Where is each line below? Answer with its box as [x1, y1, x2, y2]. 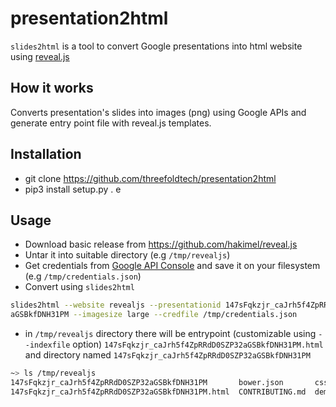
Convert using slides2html [24, 281, 135, 293]
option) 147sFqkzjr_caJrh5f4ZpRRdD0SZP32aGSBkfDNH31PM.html [72, 338, 324, 351]
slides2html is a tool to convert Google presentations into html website [10, 40, 303, 52]
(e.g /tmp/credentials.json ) [24, 270, 142, 282]
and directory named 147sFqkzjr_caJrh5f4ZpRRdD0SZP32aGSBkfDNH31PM [24, 349, 311, 361]
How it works [10, 80, 94, 97]
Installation [10, 146, 82, 163]
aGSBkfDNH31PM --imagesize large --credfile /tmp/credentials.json [10, 310, 298, 320]
